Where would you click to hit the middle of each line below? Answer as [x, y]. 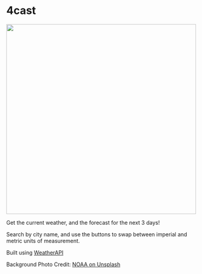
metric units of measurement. [43, 241]
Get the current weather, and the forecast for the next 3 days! [83, 222]
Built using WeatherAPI [35, 252]
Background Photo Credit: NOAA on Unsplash [63, 264]
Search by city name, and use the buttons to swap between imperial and [97, 234]
